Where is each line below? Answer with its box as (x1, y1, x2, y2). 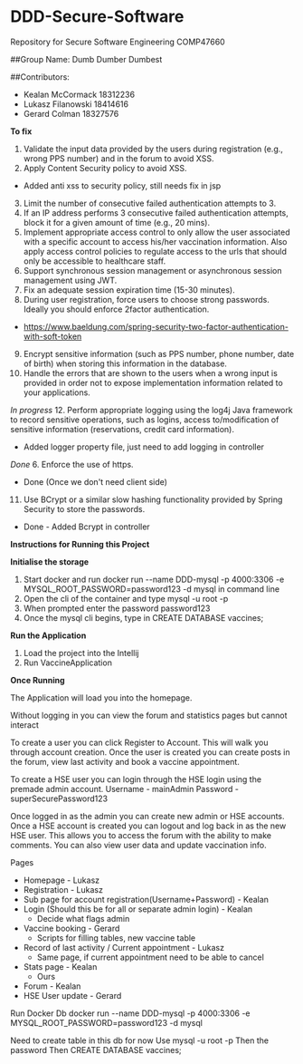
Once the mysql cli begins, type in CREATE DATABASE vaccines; (23, 612, 264, 623)
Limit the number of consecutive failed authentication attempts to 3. (23, 198, 277, 208)
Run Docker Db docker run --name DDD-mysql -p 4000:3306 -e (10, 1008, 251, 1019)
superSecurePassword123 (10, 793, 108, 804)
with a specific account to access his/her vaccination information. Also (23, 236, 288, 247)
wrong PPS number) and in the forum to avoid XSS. (23, 152, 214, 164)
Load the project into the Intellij (23, 647, 139, 658)
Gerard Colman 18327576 (23, 108, 119, 119)
